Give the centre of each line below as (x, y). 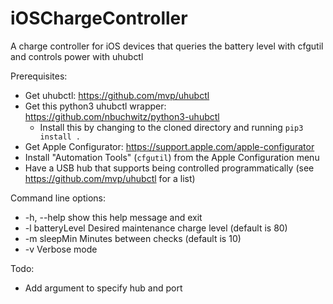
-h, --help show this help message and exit (113, 217)
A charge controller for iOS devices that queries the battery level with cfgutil (167, 46)
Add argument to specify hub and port (103, 288)
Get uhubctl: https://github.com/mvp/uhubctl (117, 95)
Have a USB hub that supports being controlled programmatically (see (169, 168)
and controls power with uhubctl (77, 56)
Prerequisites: (39, 76)
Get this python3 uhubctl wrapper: (95, 106)
